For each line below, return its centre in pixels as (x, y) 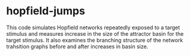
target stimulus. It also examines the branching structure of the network (95, 40)
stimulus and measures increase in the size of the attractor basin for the (95, 33)
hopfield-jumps (46, 11)
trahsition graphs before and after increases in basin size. (77, 46)
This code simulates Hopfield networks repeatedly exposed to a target (93, 27)
